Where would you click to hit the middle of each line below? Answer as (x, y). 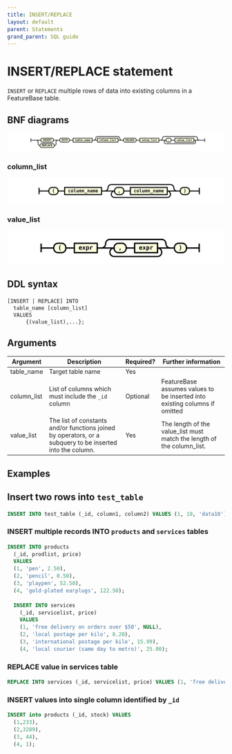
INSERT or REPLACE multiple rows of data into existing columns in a (99, 91)
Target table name (75, 372)
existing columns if (188, 403)
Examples (29, 473)
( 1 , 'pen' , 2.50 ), (40, 569)
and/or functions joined (82, 428)
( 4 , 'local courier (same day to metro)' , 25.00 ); (94, 649)
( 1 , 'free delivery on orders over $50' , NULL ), (91, 627)
